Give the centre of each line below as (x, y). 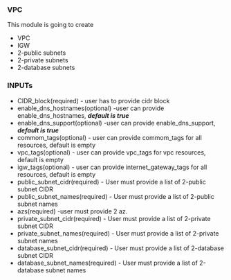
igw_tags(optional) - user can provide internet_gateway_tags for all (112, 167)
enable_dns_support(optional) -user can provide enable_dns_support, (116, 123)
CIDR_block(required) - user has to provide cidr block (93, 100)
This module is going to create (50, 25)
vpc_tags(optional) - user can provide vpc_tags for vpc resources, (111, 152)
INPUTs (20, 86)
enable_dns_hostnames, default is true (73, 115)
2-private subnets (43, 60)
